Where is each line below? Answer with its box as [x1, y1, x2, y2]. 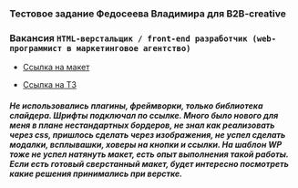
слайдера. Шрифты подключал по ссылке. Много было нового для [9, 110, 279, 120]
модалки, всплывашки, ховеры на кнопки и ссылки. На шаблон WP [9, 139, 283, 150]
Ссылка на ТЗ [22, 79, 77, 90]
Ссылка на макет [22, 62, 90, 73]
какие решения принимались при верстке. [9, 168, 183, 179]
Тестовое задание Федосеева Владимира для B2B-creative [9, 7, 287, 20]
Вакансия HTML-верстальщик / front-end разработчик [9, 31, 248, 44]
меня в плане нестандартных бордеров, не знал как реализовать [9, 120, 275, 131]
